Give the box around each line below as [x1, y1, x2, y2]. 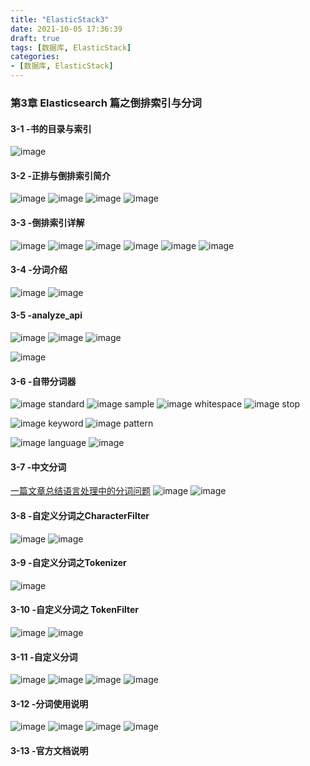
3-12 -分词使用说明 [10, 697, 89, 710]
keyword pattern [48, 417, 154, 430]
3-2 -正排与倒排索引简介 [10, 169, 111, 181]
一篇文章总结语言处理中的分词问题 [10, 485, 151, 497]
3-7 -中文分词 [10, 461, 67, 473]
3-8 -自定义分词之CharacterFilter [10, 509, 150, 521]
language [48, 437, 87, 449]
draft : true [10, 33, 60, 43]
